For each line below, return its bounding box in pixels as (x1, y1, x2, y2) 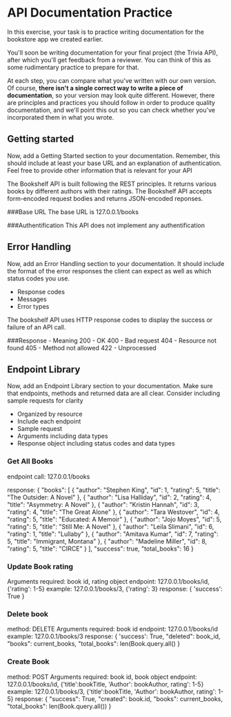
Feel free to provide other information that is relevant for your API (7, 166, 193, 174)
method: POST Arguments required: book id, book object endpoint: (7, 672, 198, 681)
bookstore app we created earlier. (7, 35, 103, 43)
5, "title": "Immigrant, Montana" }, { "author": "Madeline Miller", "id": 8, (7, 537, 208, 545)
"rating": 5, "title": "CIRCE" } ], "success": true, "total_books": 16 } (7, 544, 194, 553)
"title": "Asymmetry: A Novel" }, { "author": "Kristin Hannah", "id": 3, (7, 500, 200, 508)
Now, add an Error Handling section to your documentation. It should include (7, 259, 225, 267)
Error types (17, 302, 50, 310)
